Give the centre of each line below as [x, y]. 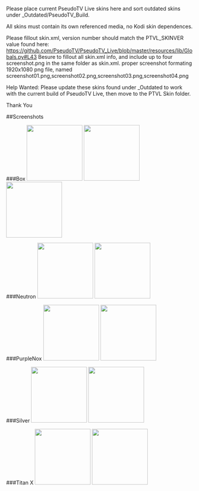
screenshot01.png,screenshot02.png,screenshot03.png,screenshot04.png [97, 76]
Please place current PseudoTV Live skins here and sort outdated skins [93, 9]
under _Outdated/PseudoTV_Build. [48, 15]
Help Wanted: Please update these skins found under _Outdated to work [94, 87]
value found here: [28, 44]
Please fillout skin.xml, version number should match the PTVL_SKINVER [95, 38]
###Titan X [20, 483]
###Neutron [21, 296]
